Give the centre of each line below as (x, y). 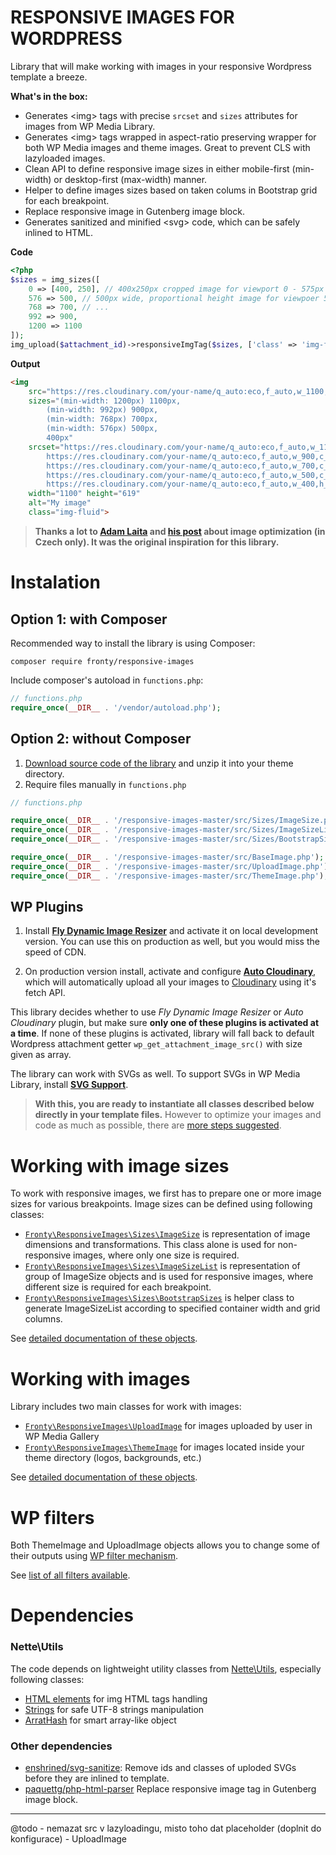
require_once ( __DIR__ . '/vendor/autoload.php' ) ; (116, 707)
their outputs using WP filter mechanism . (94, 1556)
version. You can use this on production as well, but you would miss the (172, 942)
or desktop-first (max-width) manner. (130, 179)
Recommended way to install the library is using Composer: (133, 643)
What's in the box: (49, 96)
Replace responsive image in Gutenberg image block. (134, 211)
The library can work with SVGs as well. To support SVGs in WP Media (155, 1074)
